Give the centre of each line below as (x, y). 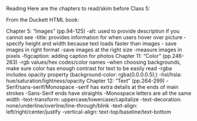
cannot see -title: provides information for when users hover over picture (94, 37)
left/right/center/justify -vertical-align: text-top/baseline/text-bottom (89, 112)
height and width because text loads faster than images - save (101, 44)
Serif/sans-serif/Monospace (40, 87)
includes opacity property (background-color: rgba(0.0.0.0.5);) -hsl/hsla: (94, 75)
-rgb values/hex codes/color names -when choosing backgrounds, (100, 62)
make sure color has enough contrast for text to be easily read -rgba (89, 68)
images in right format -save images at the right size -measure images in (94, 50)
